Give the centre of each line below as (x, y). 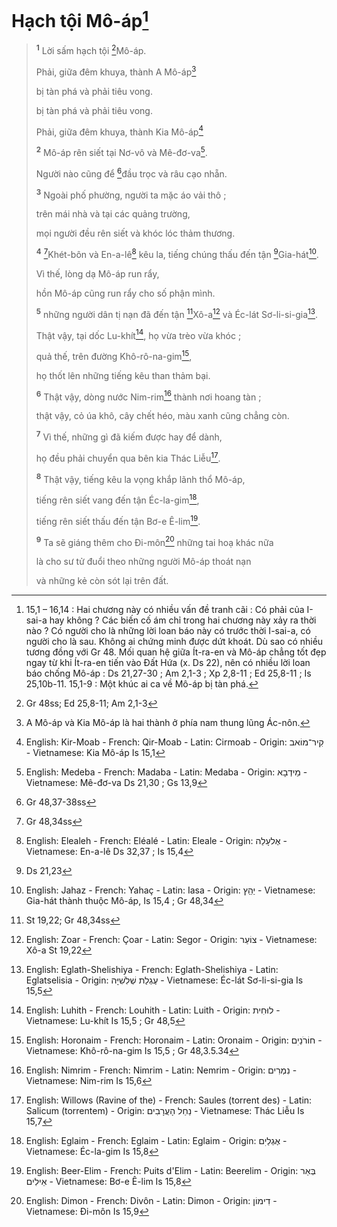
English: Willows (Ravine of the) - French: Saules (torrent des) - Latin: (169, 1100)
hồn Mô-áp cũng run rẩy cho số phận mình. (125, 293)
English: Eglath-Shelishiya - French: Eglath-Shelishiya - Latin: (152, 970)
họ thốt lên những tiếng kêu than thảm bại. (123, 375)
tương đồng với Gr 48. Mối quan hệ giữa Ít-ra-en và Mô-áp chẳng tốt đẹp (176, 652)
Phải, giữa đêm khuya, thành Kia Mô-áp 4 (119, 131)
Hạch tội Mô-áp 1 (80, 19)
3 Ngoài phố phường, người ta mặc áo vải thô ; (131, 194)
